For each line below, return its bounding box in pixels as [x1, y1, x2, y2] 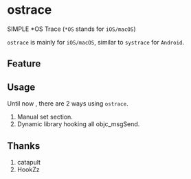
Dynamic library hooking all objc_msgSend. [16, 120, 140, 128]
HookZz [16, 165, 40, 174]
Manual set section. [16, 112, 74, 121]
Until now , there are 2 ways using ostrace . [7, 99, 128, 108]
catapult [16, 158, 41, 166]
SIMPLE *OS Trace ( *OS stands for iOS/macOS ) [7, 25, 136, 33]
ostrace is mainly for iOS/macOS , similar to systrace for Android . [7, 38, 185, 46]
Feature [7, 58, 41, 70]
